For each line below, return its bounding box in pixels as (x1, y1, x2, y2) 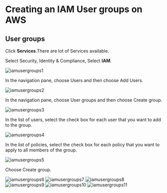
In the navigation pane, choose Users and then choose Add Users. (5, 78, 144, 83)
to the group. (5, 122, 32, 128)
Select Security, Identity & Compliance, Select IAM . (5, 58, 112, 64)
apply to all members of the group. (5, 147, 77, 153)
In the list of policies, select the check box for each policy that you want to (5, 142, 160, 147)
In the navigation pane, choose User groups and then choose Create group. (5, 97, 162, 103)
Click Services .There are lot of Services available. (5, 48, 109, 54)
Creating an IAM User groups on (5, 4, 143, 15)
